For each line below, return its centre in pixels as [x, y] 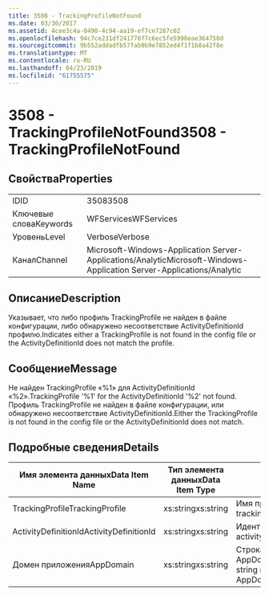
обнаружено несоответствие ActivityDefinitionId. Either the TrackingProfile [133, 414]
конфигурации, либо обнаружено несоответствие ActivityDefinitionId [126, 326]
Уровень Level [39, 236]
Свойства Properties [61, 179]
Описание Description [65, 298]
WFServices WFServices [132, 218]
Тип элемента [196, 470]
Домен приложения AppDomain [73, 565]
